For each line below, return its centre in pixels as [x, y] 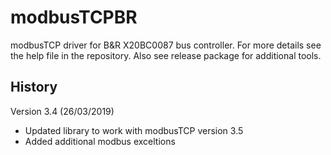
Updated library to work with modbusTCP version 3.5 [134, 130]
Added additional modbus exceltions [100, 141]
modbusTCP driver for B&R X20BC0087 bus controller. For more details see [166, 45]
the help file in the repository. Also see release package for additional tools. [166, 55]
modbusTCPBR [74, 17]
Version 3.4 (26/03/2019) [62, 111]
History [34, 87]
